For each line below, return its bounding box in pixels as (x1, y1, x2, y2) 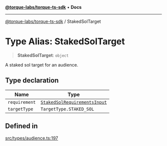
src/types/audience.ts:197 (5, 135, 58, 141)
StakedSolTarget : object (17, 52, 69, 58)
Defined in (5, 122, 38, 131)
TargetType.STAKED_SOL (40, 106, 94, 112)
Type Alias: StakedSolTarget (5, 36, 125, 47)
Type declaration (5, 76, 59, 85)
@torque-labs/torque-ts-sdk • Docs (5, 4, 82, 10)
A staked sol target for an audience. (5, 62, 79, 68)
